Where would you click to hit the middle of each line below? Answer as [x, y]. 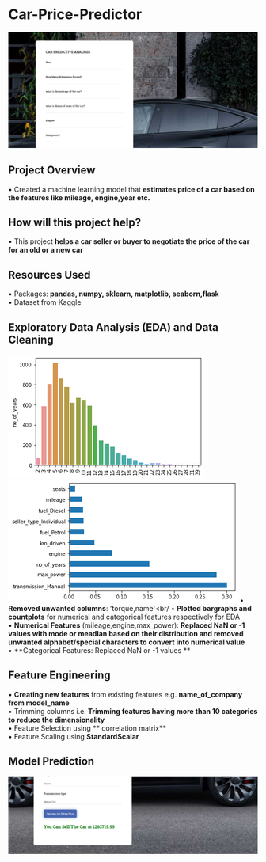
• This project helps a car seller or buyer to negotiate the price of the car [129, 241]
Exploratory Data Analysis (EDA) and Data [114, 327]
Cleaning [31, 339]
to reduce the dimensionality [57, 720]
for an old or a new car [46, 250]
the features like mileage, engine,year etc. [79, 197]
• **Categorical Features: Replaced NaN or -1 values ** [99, 650]
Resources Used [49, 275]
